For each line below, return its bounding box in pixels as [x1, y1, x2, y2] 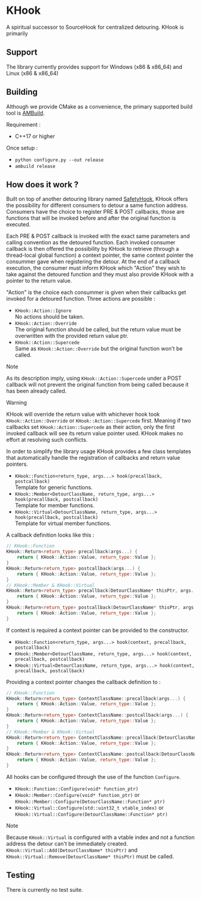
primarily [6, 29, 28, 37]
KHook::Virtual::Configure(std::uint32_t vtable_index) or [14, 804, 164, 811]
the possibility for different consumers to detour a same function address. [6, 202, 188, 209]
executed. [6, 221, 31, 228]
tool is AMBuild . [6, 109, 45, 116]
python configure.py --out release [14, 157, 104, 163]
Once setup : [6, 144, 38, 151]
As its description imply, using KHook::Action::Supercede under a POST [6, 374, 182, 382]
